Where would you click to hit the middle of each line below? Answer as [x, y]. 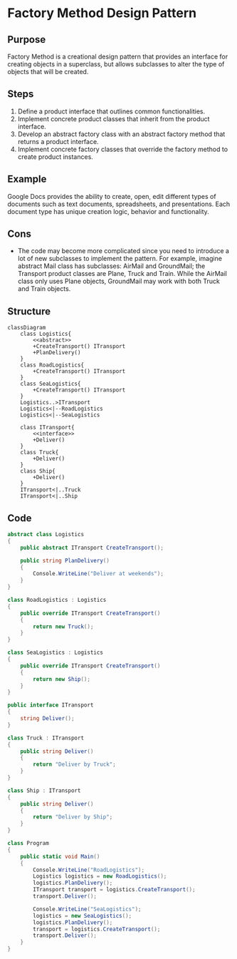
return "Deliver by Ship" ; [73, 817]
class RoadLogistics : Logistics [57, 600]
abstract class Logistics [46, 535]
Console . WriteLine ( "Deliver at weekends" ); [98, 574]
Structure [29, 311]
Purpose [27, 40]
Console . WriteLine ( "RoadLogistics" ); [89, 870]
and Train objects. [44, 289]
